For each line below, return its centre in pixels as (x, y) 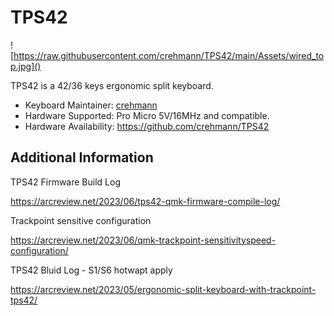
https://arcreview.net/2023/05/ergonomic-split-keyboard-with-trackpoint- (163, 289)
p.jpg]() (26, 66)
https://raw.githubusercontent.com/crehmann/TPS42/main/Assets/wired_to (169, 55)
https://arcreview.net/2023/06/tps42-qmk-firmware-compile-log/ (145, 201)
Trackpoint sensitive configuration (81, 220)
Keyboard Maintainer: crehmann (91, 105)
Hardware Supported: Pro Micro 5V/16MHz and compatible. (147, 115)
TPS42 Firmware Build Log (65, 182)
